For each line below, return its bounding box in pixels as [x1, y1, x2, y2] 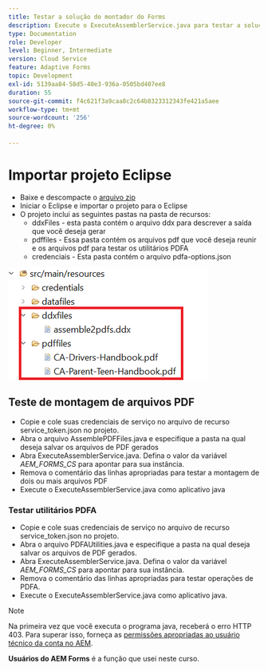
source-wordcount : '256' [8, 114, 91, 122]
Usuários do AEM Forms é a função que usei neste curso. [8, 653, 199, 663]
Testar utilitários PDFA [8, 504, 97, 515]
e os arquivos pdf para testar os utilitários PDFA [31, 243, 189, 253]
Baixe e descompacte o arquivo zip [19, 192, 136, 202]
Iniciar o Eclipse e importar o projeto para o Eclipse [19, 200, 188, 211]
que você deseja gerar [31, 226, 106, 235]
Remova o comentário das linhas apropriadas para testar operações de [19, 573, 254, 582]
